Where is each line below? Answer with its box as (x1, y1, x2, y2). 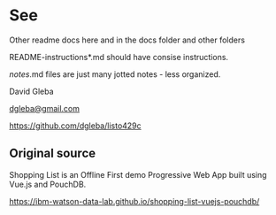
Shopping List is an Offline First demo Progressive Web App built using (9, 169, 267, 180)
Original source (9, 146, 96, 161)
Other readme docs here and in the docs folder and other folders (9, 35, 246, 45)
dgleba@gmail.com (9, 103, 80, 113)
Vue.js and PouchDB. (9, 179, 87, 189)
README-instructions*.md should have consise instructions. (9, 51, 228, 62)
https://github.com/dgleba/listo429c (9, 120, 142, 131)
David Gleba (9, 86, 55, 96)
